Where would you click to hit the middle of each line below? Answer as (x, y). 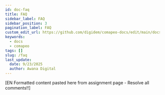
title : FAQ (16, 14)
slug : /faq (16, 55)
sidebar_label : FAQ (25, 19)
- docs (16, 42)
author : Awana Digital (33, 69)
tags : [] (14, 50)
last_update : (18, 60)
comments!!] (18, 88)
